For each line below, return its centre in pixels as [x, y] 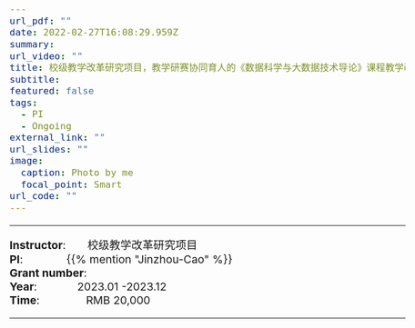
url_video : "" [46, 56]
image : [26, 161]
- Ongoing [46, 126]
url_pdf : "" [40, 21]
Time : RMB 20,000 [80, 300]
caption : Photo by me [77, 172]
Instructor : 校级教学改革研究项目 [104, 245]
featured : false [52, 91]
